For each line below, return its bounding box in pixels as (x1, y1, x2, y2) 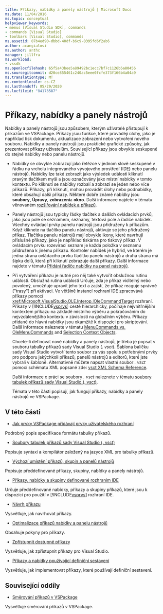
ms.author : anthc (5, 48, 40, 53)
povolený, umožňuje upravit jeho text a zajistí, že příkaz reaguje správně (12, 283, 157, 289)
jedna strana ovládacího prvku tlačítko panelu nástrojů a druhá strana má (12, 253, 159, 259)
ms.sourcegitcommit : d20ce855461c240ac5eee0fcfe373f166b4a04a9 (5, 70, 136, 75)
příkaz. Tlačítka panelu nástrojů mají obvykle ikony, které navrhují (12, 232, 143, 238)
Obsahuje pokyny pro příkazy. (5, 529, 65, 535)
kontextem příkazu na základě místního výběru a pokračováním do (12, 309, 146, 315)
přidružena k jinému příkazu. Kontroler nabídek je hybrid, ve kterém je (12, 247, 152, 253)
